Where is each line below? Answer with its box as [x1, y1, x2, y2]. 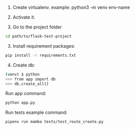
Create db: [12, 62, 35, 68]
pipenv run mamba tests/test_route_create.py [5, 119, 103, 124]
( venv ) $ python [5, 72, 40, 77]
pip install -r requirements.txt [5, 53, 76, 58]
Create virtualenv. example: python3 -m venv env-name [12, 5, 130, 10]
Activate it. [12, 14, 36, 20]
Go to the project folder [12, 24, 62, 30]
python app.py [5, 100, 36, 106]
